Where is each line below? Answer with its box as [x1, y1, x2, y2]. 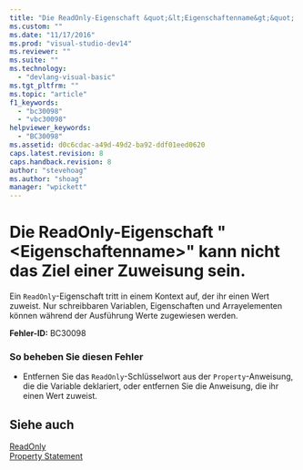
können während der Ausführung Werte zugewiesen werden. [9, 311, 238, 322]
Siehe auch [9, 416, 75, 433]
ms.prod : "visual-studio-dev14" [9, 38, 132, 48]
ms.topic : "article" [9, 89, 88, 98]
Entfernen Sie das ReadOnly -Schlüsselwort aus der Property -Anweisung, [22, 371, 294, 383]
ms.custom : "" [9, 22, 64, 31]
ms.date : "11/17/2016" [9, 30, 96, 39]
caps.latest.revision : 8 [9, 148, 104, 158]
